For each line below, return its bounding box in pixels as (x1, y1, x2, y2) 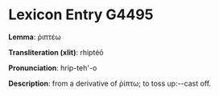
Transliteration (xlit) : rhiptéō (8, 47, 104, 57)
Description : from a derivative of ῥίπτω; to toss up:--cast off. (8, 78, 212, 88)
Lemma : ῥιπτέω (8, 32, 62, 42)
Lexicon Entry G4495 (8, 6, 154, 24)
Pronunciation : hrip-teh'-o (8, 62, 97, 73)
